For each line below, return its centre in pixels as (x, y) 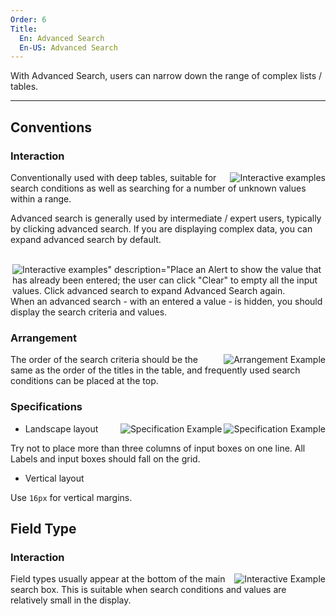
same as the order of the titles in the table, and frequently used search (155, 370)
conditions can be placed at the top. (84, 381)
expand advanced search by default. (86, 239)
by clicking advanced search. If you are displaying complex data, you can (161, 228)
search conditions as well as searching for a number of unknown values (158, 188)
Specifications (46, 407)
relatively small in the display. (71, 600)
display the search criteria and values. (89, 312)
